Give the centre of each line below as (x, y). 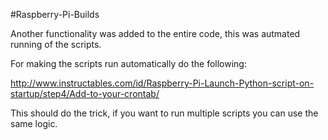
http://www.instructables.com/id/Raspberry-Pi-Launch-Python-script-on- (162, 83)
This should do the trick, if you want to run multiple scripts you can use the (164, 113)
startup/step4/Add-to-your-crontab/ (85, 93)
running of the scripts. (56, 44)
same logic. (34, 123)
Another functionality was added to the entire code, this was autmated (155, 33)
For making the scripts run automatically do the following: (128, 63)
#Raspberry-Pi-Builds (55, 14)
